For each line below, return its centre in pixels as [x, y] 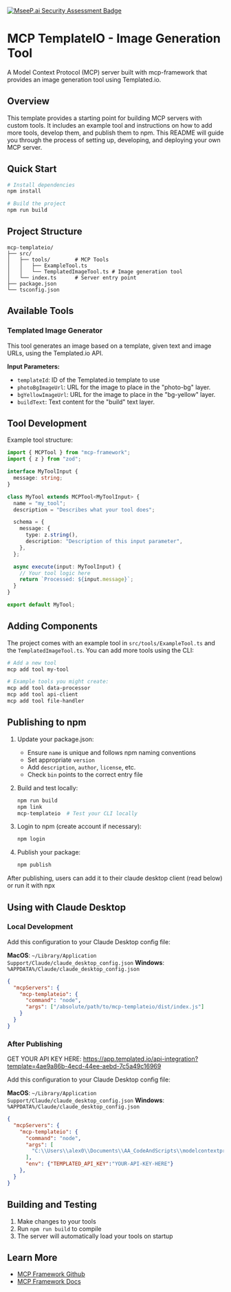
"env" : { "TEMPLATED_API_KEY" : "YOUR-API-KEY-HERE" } [99, 1164]
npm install [24, 191]
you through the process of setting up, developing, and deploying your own [114, 140]
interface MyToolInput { [43, 472]
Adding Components [53, 626]
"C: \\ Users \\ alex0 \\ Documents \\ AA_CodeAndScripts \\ [108, 1151]
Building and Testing [52, 1205]
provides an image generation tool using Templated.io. [84, 79]
